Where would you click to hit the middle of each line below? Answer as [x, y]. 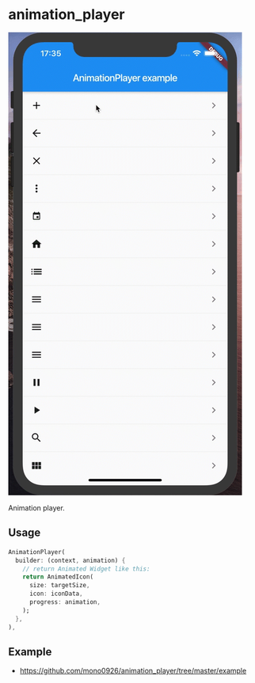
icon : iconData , [56, 594]
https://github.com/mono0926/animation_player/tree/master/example [133, 671]
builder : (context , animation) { [70, 560]
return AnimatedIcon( [58, 577]
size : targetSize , [59, 586]
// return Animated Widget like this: [86, 569]
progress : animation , [65, 602]
